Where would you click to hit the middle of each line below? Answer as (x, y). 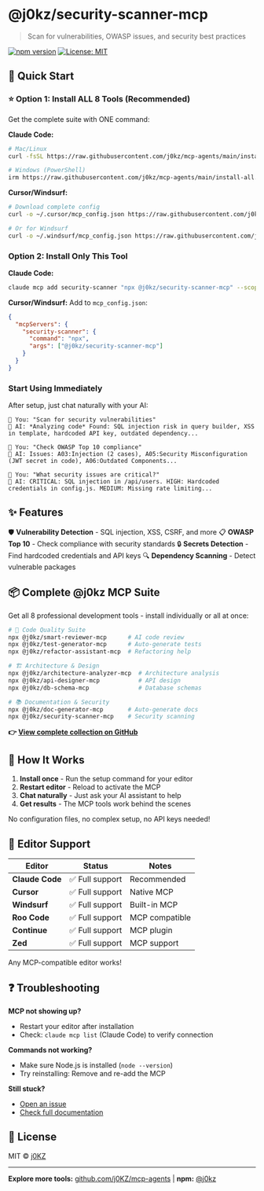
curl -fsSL (26, 156)
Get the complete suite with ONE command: (79, 119)
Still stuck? (27, 1088)
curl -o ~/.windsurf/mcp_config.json (70, 236)
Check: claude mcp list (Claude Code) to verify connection (116, 1035)
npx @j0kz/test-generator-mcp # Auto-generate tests (105, 645)
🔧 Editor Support (49, 844)
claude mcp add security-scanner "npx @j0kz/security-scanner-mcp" (121, 287)
